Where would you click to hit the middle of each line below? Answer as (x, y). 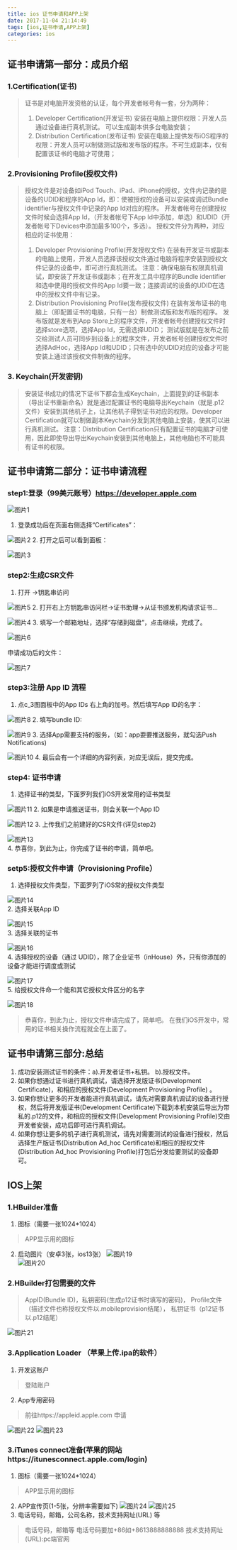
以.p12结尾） (43, 1318)
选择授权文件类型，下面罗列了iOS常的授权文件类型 (91, 885)
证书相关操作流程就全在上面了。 (84, 1029)
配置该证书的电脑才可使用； (76, 153)
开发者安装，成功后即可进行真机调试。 (73, 1125)
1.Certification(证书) (42, 86)
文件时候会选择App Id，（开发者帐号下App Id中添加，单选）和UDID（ (124, 217)
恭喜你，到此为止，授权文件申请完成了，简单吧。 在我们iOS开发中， (123, 1020)
